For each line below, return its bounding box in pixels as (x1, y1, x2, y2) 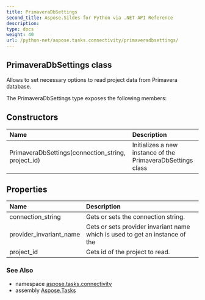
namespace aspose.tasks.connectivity (15, 280, 112, 287)
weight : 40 (6, 32, 34, 38)
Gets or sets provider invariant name (86, 222, 190, 231)
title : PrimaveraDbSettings (6, 9, 78, 15)
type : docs (6, 26, 34, 32)
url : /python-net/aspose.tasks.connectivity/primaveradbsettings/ (6, 37, 179, 43)
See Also (6, 266, 34, 275)
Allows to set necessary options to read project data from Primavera (6, 76, 178, 83)
